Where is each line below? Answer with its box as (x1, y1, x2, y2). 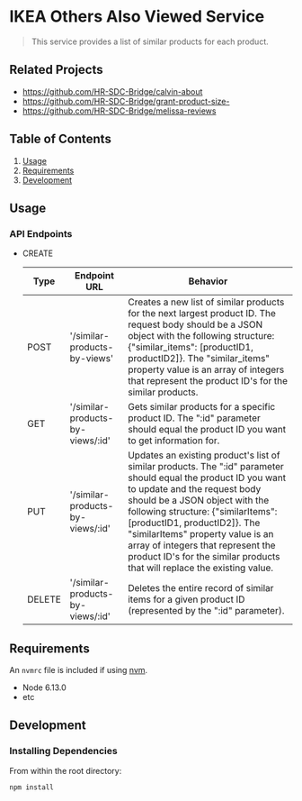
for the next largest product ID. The (127, 307, 277, 320)
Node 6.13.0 (22, 682, 67, 693)
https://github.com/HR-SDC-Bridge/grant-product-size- (22, 96, 230, 106)
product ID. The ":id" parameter (127, 412, 261, 424)
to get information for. (127, 434, 220, 447)
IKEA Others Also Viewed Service (9, 6, 265, 27)
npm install (9, 782, 54, 792)
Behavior (188, 275, 228, 287)
